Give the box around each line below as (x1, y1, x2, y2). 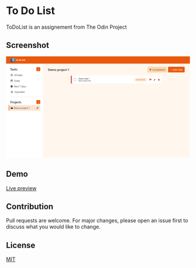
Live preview (6, 184, 37, 191)
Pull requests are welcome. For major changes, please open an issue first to (6, 217, 188, 224)
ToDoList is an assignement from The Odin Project (6, 23, 127, 30)
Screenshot (6, 40, 50, 50)
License (6, 240, 36, 250)
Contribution (6, 202, 54, 212)
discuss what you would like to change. (6, 224, 101, 231)
